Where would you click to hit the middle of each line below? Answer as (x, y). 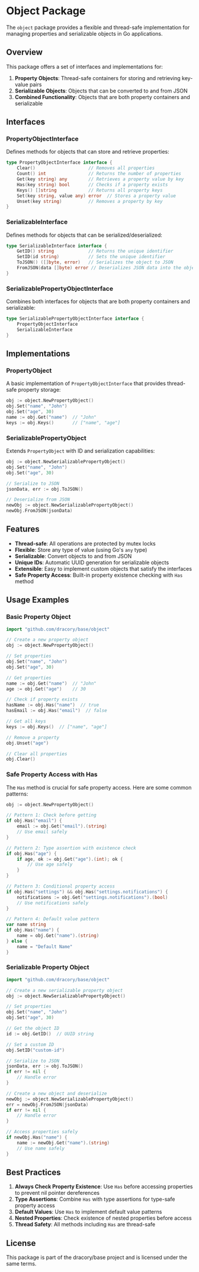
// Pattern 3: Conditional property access (61, 886)
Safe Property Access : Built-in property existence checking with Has (99, 575)
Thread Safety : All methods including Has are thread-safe (85, 1225)
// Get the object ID (33, 1028)
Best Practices (33, 1172)
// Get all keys (26, 721)
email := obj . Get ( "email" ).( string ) (62, 826)
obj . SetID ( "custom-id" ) (36, 1050)
